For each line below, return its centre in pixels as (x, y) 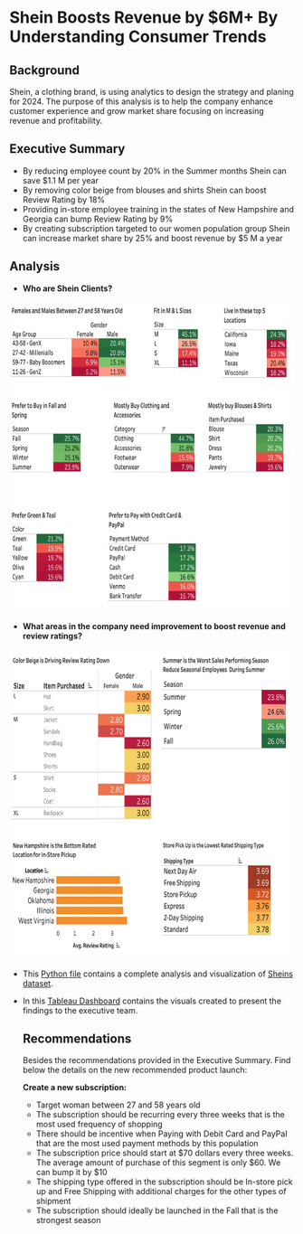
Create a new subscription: (75, 1088)
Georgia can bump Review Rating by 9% (98, 219)
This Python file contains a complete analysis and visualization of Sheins (158, 974)
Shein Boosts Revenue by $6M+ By (144, 18)
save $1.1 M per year (61, 180)
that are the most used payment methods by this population (147, 1144)
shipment (53, 1201)
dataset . (38, 983)
